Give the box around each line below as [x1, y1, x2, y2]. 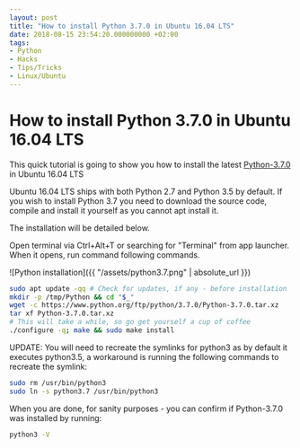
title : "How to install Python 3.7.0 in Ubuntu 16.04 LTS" [9, 22, 235, 31]
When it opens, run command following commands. [9, 249, 200, 260]
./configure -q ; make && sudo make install [9, 326, 175, 335]
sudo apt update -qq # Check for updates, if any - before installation [9, 284, 287, 293]
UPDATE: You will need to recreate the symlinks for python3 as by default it [9, 342, 287, 353]
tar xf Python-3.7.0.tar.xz [9, 309, 115, 319]
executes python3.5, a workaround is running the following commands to [9, 351, 279, 362]
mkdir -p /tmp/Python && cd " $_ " [9, 293, 135, 302]
